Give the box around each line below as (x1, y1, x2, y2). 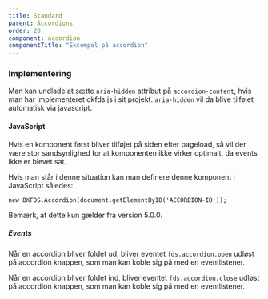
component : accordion (8, 34, 81, 42)
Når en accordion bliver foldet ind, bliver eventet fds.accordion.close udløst (8, 273, 260, 282)
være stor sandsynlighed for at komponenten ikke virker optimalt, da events (8, 147, 258, 157)
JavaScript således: (8, 180, 74, 190)
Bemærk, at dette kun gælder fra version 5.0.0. (8, 210, 162, 220)
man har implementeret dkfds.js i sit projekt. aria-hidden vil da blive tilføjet (8, 95, 254, 104)
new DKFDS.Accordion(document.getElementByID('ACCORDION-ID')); (8, 196, 227, 204)
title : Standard (8, 11, 62, 20)
